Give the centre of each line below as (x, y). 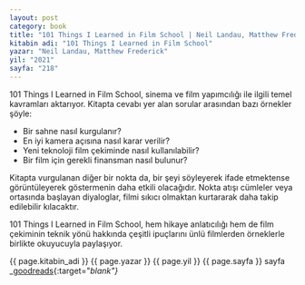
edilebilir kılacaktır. (44, 206)
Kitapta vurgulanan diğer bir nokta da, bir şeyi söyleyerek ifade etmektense (150, 177)
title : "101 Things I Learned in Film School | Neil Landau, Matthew (144, 34)
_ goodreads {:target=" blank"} (64, 270)
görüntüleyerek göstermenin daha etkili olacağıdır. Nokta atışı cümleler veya (151, 187)
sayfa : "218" (34, 69)
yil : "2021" (32, 60)
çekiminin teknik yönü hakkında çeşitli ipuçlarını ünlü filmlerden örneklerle (147, 233)
